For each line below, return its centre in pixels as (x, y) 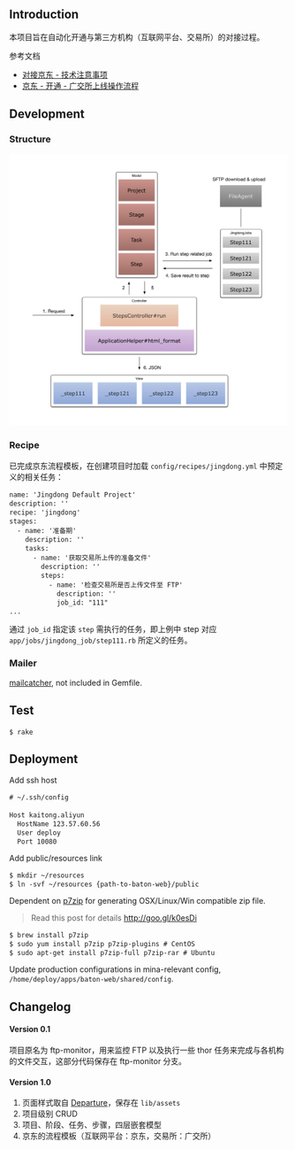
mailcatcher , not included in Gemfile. (76, 682)
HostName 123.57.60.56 (59, 824)
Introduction (44, 15)
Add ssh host (33, 780)
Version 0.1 (30, 1029)
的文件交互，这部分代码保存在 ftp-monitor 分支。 (98, 1061)
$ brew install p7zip (49, 936)
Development (47, 114)
